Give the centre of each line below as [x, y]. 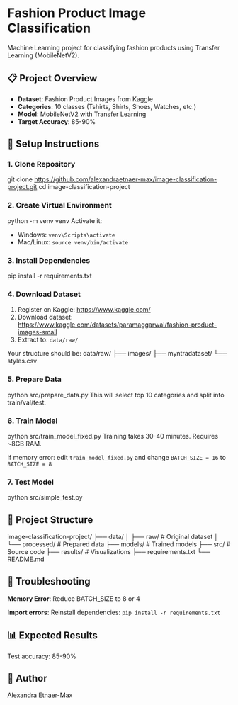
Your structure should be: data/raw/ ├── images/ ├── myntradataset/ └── [118, 354]
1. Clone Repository [41, 164]
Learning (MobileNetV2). [44, 55]
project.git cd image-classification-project [69, 187]
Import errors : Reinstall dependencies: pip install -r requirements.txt [114, 612]
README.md [26, 559]
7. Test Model [31, 482]
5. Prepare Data [34, 379]
